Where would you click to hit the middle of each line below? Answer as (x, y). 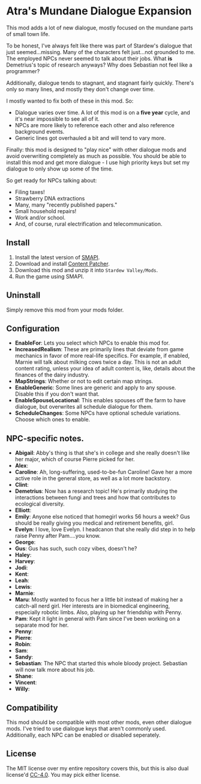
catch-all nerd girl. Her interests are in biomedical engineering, (92, 606)
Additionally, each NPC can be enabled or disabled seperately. (83, 735)
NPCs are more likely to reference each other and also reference (95, 125)
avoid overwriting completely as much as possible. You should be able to (96, 156)
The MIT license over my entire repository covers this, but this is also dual (97, 768)
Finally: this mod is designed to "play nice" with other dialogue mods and (96, 149)
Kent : (22, 574)
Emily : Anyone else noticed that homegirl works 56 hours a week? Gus (102, 517)
